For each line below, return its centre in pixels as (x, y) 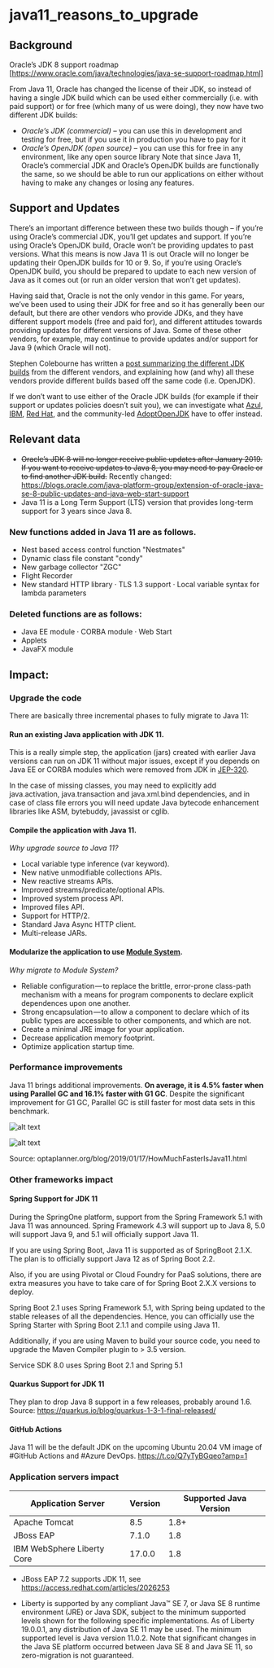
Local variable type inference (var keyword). (95, 864)
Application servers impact (64, 1477)
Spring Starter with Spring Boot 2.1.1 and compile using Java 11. (115, 1324)
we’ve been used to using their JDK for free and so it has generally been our (137, 304)
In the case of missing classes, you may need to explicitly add (113, 786)
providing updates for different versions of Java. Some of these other (125, 330)
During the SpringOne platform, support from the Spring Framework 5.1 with (136, 1217)
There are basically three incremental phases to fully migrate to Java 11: (129, 715)
